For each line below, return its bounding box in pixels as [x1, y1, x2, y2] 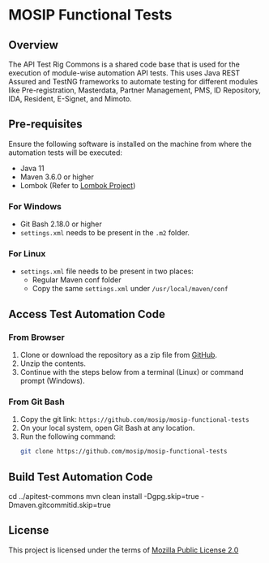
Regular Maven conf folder [32, 275, 122, 285]
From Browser [8, 331, 65, 342]
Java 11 [19, 163, 45, 173]
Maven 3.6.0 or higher [19, 172, 95, 182]
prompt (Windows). [19, 376, 85, 386]
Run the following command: [19, 432, 116, 441]
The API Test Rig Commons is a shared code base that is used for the [8, 59, 241, 69]
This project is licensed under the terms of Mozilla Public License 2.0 [8, 545, 239, 555]
